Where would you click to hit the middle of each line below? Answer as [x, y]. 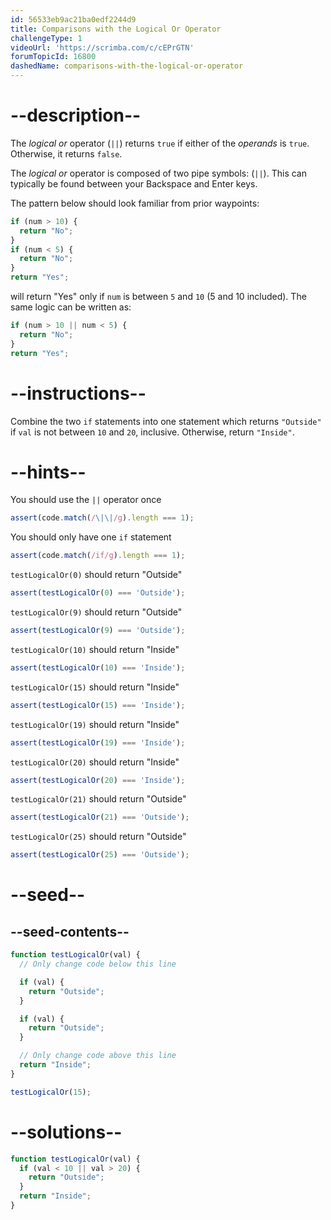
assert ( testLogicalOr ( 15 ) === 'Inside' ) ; [98, 705]
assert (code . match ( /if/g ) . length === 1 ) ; [98, 556]
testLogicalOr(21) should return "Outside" [98, 799]
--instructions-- [78, 393]
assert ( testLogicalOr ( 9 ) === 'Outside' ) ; [98, 631]
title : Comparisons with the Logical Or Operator [116, 29]
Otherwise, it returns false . [66, 153]
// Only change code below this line [98, 964]
